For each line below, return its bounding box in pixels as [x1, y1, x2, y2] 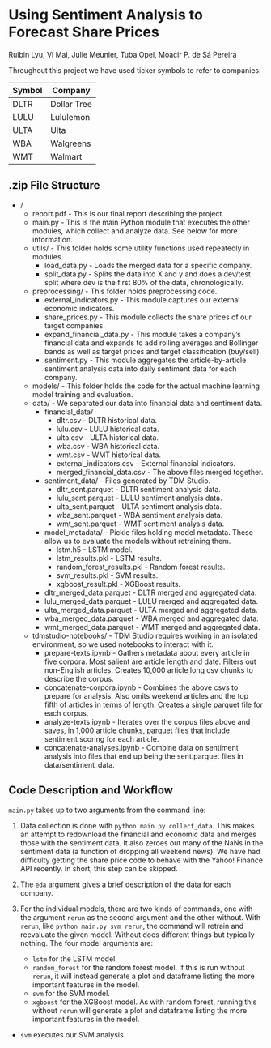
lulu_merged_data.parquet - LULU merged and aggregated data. [44, 596, 259, 605]
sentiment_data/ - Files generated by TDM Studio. [44, 476, 211, 486]
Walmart [49, 151, 83, 162]
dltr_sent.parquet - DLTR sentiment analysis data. [56, 484, 221, 494]
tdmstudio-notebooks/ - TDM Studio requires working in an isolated [32, 631, 259, 640]
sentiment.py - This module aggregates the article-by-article [44, 355, 247, 365]
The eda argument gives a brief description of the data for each [19, 879, 231, 889]
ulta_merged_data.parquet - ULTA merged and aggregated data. [44, 605, 258, 614]
